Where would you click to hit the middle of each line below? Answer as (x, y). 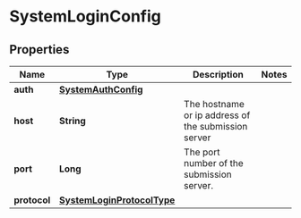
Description (218, 75)
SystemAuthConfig (101, 89)
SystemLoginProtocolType (117, 200)
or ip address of (217, 115)
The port (202, 152)
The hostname (214, 104)
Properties (39, 50)
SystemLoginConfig (85, 17)
